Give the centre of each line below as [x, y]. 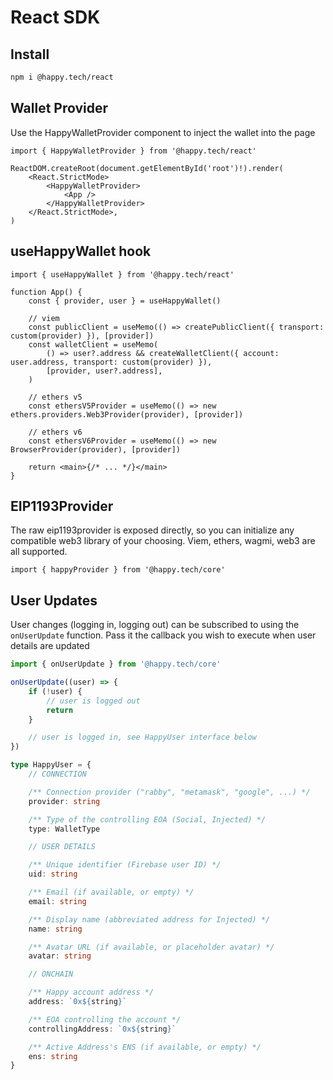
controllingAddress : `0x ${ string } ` [102, 1029]
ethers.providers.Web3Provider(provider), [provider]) [127, 414]
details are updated [50, 646]
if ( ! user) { [55, 691]
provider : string [64, 801]
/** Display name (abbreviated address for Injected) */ [149, 919]
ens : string [53, 1056]
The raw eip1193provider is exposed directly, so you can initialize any [152, 530]
